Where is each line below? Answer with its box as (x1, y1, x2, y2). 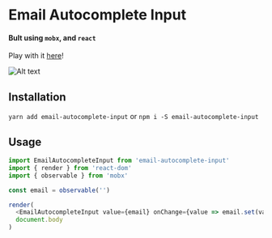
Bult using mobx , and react (8, 32, 96, 42)
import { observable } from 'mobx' (8, 172, 129, 180)
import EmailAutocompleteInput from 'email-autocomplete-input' (8, 156, 230, 165)
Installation (8, 90, 66, 104)
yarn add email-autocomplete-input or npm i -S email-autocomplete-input (8, 112, 259, 121)
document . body (15, 216, 63, 224)
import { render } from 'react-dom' (8, 164, 132, 172)
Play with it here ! (8, 51, 65, 61)
